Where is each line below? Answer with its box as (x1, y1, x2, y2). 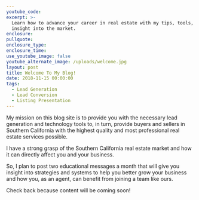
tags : (6, 81, 20, 87)
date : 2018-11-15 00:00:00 (6, 75, 74, 81)
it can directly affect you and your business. (6, 150, 115, 158)
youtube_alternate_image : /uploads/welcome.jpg (6, 59, 127, 64)
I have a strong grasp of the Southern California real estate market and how (6, 144, 192, 152)
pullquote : (6, 36, 33, 42)
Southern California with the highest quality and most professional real (6, 127, 180, 134)
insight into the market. (11, 25, 76, 32)
